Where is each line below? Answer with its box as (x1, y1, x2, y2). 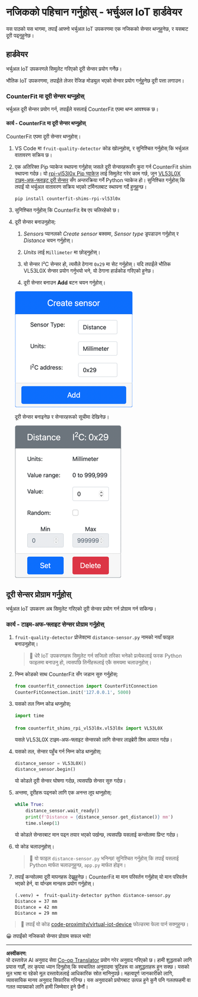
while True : (14, 802, 44, 808)
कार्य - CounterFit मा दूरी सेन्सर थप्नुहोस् (6, 120, 86, 127)
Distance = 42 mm (14, 904, 58, 910)
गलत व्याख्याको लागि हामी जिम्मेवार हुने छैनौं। (6, 983, 88, 990)
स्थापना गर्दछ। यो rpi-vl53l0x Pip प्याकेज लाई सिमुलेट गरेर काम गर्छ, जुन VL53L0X (14, 170, 181, 177)
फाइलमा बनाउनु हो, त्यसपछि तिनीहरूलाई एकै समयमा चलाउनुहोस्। (29, 659, 152, 666)
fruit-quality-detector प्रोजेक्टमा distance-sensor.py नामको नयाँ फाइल (14, 634, 174, 641)
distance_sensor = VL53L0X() (14, 760, 87, 766)
